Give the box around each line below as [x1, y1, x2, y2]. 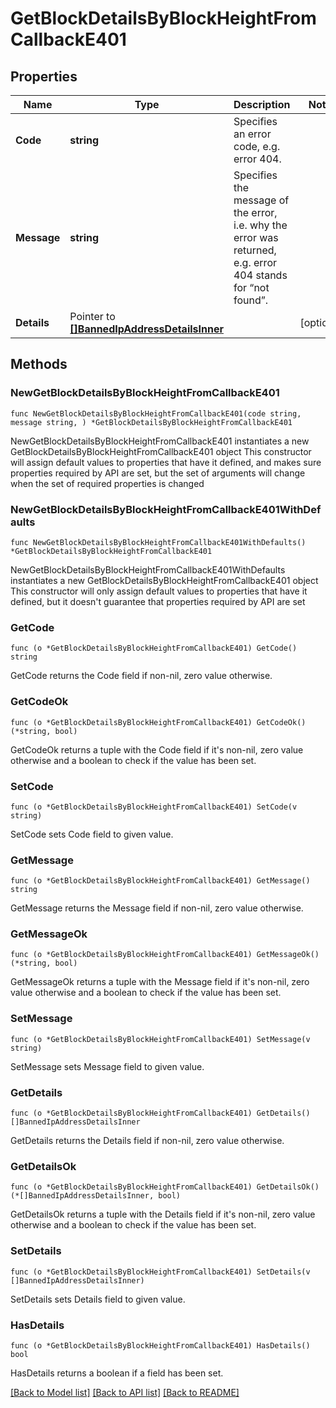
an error [233, 127, 272, 141]
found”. [233, 293, 269, 307]
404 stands [233, 268, 288, 282]
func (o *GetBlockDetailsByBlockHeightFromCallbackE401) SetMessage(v [10, 1034, 311, 1044]
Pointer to [69, 310, 116, 323]
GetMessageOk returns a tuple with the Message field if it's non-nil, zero [10, 976, 310, 988]
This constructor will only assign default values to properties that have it [10, 585, 308, 597]
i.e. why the [233, 218, 288, 232]
